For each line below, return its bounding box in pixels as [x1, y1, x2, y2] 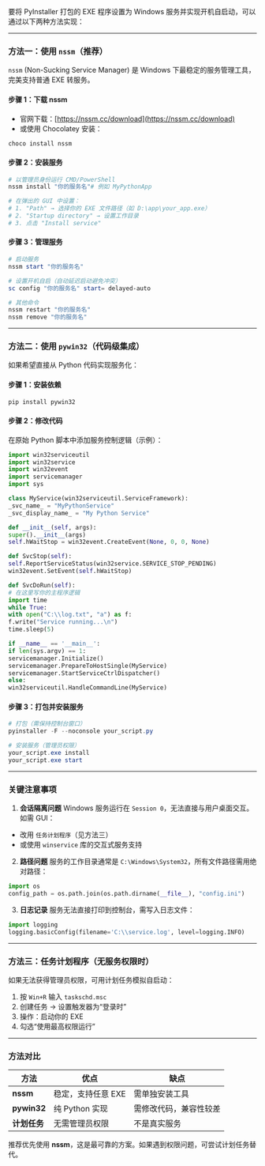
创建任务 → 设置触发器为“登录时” [19, 1002, 127, 1011]
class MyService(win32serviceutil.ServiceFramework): [8, 495, 189, 503]
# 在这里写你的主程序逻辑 [8, 588, 80, 597]
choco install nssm [8, 139, 73, 148]
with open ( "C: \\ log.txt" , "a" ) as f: [8, 611, 132, 619]
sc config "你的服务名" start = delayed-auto [8, 284, 151, 292]
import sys [8, 481, 44, 489]
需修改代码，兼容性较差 [133, 1104, 221, 1115]
